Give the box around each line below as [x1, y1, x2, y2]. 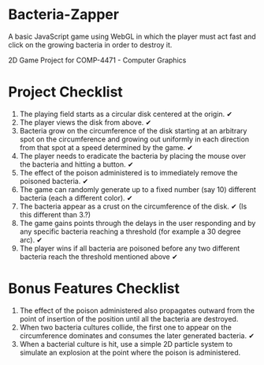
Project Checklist [8, 83, 124, 101]
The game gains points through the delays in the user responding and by [19, 218, 256, 228]
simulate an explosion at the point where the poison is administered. [19, 348, 241, 357]
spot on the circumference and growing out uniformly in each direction [19, 134, 250, 144]
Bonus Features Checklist [8, 280, 180, 298]
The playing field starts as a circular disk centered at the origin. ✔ [19, 109, 233, 119]
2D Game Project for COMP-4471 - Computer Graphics [8, 55, 187, 65]
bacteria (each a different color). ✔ [19, 193, 133, 202]
